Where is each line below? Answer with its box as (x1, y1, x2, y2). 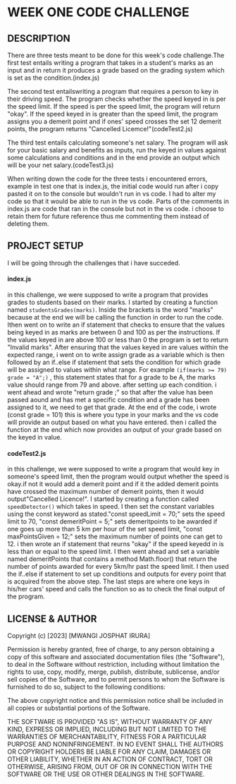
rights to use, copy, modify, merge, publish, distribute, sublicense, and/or (7, 668, 220, 676)
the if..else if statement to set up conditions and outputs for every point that (7, 569, 227, 579)
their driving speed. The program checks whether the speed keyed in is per (7, 95, 227, 103)
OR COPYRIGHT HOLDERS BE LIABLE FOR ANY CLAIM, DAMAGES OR (7, 747, 211, 756)
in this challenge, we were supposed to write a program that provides (7, 291, 209, 299)
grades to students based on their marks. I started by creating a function (7, 298, 218, 307)
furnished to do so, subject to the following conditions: (7, 682, 166, 692)
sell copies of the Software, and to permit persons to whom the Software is (7, 675, 225, 684)
